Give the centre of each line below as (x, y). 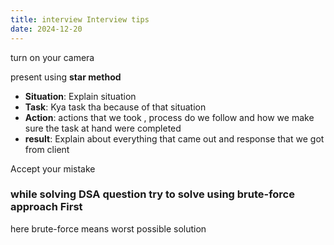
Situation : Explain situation (80, 96)
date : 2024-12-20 (46, 29)
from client (47, 149)
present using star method (66, 77)
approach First (46, 207)
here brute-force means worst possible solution (108, 228)
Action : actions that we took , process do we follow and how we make (169, 117)
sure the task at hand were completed (103, 128)
